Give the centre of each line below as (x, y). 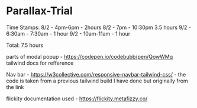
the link (15, 87)
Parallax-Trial (39, 11)
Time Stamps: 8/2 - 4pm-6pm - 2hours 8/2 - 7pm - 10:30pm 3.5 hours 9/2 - (98, 27)
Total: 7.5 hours (25, 45)
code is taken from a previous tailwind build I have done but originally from (97, 81)
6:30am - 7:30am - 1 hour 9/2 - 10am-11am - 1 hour (68, 33)
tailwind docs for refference (40, 63)
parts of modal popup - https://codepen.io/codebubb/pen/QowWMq (90, 56)
